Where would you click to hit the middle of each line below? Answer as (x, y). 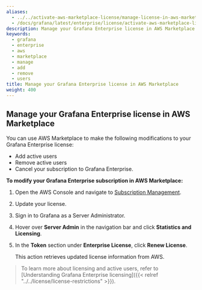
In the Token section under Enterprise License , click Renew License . (101, 245)
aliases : (17, 12)
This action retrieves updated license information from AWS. (90, 256)
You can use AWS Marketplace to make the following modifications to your (99, 138)
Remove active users (41, 162)
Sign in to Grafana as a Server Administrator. (70, 215)
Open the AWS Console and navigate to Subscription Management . (98, 192)
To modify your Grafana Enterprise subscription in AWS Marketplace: (95, 180)
